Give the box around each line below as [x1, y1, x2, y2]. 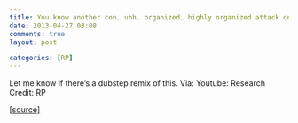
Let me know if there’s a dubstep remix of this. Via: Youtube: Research [9, 78, 266, 88]
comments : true [9, 29, 66, 38]
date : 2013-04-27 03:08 [9, 21, 98, 30]
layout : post [9, 37, 58, 47]
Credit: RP [9, 88, 46, 98]
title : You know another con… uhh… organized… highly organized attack [9, 12, 279, 22]
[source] [9, 104, 41, 115]
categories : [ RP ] [9, 54, 74, 63]
